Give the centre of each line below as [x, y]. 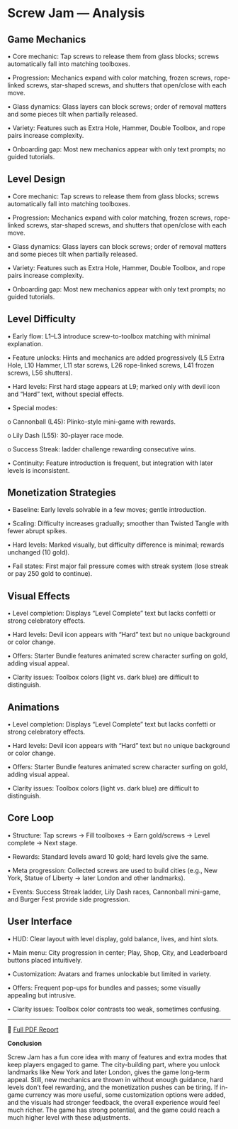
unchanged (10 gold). [38, 552]
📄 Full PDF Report [33, 1029]
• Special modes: [33, 407]
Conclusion [25, 1043]
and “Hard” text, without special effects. [66, 394]
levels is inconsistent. [39, 470]
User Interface [40, 922]
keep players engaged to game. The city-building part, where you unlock [114, 1064]
